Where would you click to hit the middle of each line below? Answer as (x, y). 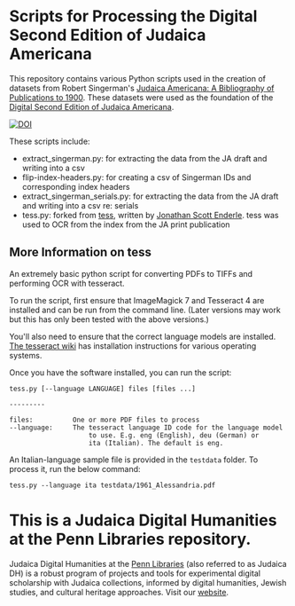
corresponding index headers (76, 186)
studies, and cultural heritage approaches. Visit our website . (119, 592)
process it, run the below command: (75, 468)
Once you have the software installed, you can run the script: (120, 372)
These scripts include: (50, 141)
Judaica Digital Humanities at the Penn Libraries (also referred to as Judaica (148, 563)
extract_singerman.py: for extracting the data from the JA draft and (144, 158)
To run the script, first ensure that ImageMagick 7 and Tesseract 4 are (137, 300)
